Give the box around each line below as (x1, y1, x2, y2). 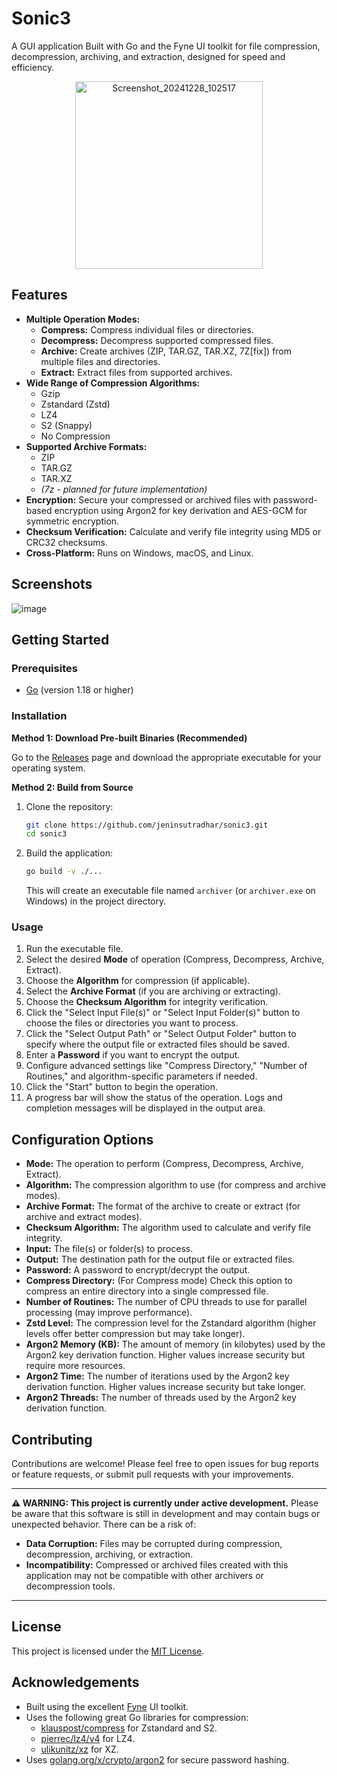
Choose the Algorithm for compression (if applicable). (25, 975, 251, 987)
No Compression (40, 430, 111, 442)
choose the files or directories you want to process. (25, 1017, 239, 1029)
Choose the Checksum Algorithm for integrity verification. (25, 996, 269, 1008)
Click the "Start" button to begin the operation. (25, 1081, 218, 1093)
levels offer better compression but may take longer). (25, 1328, 246, 1340)
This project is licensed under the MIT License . (11, 1645, 205, 1657)
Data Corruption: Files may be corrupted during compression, (25, 1538, 283, 1550)
